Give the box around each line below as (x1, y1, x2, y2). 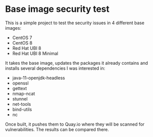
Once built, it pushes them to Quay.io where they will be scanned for (5, 121, 145, 127)
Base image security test (5, 3, 110, 15)
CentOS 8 (12, 40, 33, 46)
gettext (12, 85, 27, 91)
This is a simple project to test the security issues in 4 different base (5, 20, 145, 26)
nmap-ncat (12, 91, 36, 96)
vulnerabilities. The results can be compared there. (5, 126, 109, 132)
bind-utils (12, 106, 32, 112)
